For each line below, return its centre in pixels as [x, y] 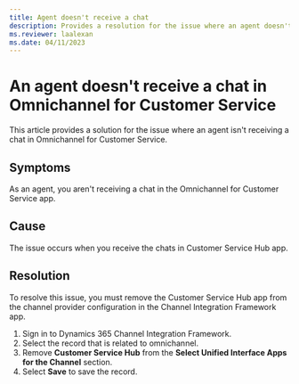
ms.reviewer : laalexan [51, 34]
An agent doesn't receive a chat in [138, 86]
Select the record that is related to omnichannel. [110, 343]
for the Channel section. [67, 362]
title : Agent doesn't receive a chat [79, 17]
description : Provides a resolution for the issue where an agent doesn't [151, 26]
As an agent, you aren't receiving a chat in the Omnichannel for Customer [144, 189]
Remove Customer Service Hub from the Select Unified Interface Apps [154, 352]
